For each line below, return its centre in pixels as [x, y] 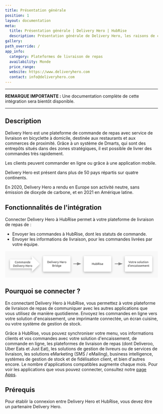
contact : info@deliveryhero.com [42, 77]
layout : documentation [28, 20]
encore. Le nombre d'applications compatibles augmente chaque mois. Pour [81, 364]
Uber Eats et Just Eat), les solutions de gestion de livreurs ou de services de [81, 349]
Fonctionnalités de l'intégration [53, 208]
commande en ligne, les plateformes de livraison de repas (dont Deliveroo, [80, 343]
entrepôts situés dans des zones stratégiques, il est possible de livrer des [78, 148]
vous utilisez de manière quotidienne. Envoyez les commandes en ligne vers [81, 313]
